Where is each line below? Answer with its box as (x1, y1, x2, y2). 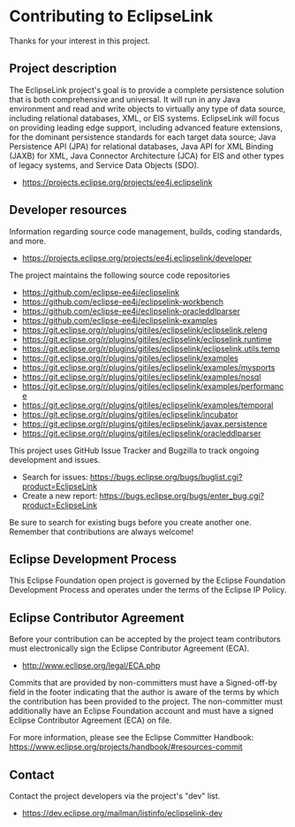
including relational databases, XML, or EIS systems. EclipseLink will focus (9, 112, 280, 123)
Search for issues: (21, 471, 88, 482)
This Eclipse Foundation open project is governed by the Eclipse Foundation (9, 575, 286, 586)
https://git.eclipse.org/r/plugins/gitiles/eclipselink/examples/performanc (21, 380, 284, 391)
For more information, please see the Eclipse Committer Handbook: (9, 732, 254, 743)
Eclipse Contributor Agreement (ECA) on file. (9, 715, 172, 726)
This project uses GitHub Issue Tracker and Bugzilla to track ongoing (9, 445, 260, 456)
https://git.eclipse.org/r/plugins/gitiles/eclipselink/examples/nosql (21, 371, 261, 382)
